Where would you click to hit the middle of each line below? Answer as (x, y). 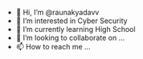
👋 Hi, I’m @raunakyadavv (57, 12)
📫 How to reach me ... (53, 47)
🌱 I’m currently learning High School (76, 29)
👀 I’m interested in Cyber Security (71, 21)
